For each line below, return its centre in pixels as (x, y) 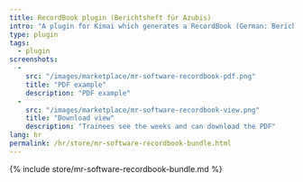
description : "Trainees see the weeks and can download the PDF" (151, 127)
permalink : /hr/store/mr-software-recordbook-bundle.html (120, 143)
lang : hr (26, 135)
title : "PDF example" (66, 85)
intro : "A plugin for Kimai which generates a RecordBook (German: (139, 26)
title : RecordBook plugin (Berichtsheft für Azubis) (110, 18)
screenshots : (34, 59)
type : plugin (34, 34)
